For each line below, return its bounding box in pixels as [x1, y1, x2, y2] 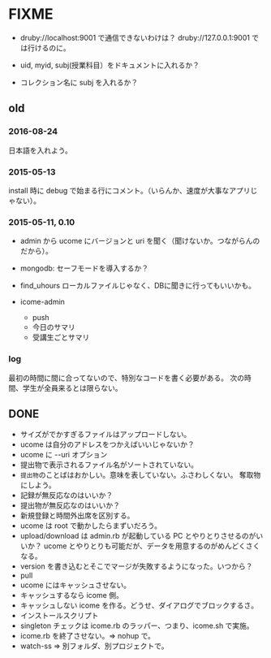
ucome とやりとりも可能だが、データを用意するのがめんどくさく [43, 541, 260, 551]
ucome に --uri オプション [19, 450, 108, 460]
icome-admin [19, 297, 65, 307]
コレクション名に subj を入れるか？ [19, 77, 139, 87]
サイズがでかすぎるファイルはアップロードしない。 [19, 430, 191, 439]
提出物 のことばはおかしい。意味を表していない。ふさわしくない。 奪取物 [19, 470, 261, 480]
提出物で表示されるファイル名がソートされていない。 [19, 460, 199, 470]
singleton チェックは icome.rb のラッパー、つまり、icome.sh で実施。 [19, 621, 254, 630]
